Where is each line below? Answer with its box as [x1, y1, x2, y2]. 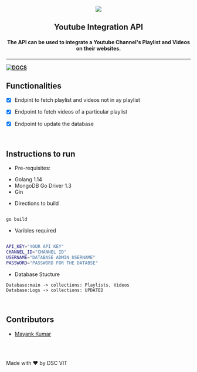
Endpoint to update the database [14, 120, 94, 127]
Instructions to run [6, 149, 76, 159]
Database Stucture [14, 271, 60, 278]
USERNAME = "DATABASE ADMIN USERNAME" [6, 255, 96, 261]
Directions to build [14, 200, 59, 207]
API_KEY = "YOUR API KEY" [6, 244, 64, 250]
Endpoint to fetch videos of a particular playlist [14, 108, 128, 115]
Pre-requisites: [14, 165, 51, 172]
